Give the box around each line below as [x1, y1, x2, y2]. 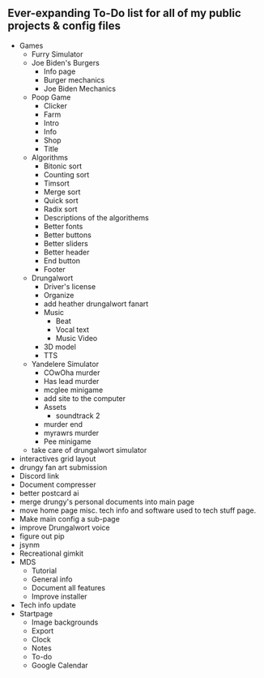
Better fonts [43, 221, 83, 231]
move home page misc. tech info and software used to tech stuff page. [19, 505, 257, 515]
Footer [43, 264, 66, 274]
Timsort [43, 178, 70, 188]
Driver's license [43, 281, 96, 291]
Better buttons [43, 230, 92, 240]
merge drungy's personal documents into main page [19, 497, 195, 506]
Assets [43, 402, 66, 411]
